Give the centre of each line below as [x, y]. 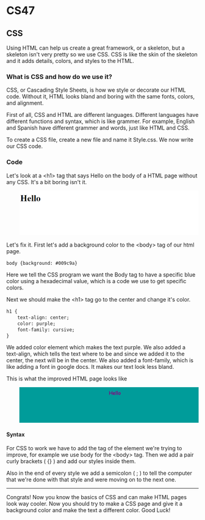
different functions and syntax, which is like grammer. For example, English [101, 121]
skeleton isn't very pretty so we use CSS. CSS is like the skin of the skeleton [102, 54]
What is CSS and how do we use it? [59, 76]
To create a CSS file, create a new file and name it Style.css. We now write [100, 140]
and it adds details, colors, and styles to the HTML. [70, 61]
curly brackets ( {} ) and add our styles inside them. [71, 461]
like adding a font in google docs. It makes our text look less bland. [90, 366]
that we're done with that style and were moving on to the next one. [91, 479]
